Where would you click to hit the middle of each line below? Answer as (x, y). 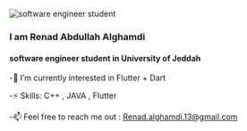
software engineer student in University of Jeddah (105, 58)
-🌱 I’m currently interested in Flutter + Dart (88, 78)
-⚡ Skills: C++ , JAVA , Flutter (63, 96)
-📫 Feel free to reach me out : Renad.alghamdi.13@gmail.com (123, 117)
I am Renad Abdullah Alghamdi (77, 37)
